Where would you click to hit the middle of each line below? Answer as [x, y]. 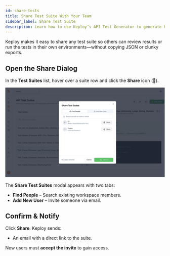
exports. [14, 53]
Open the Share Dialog [41, 68]
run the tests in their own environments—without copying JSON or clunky [82, 47]
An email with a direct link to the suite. [52, 238]
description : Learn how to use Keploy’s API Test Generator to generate [83, 27]
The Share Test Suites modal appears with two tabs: [60, 185]
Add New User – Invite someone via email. [57, 200]
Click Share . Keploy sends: [33, 228]
